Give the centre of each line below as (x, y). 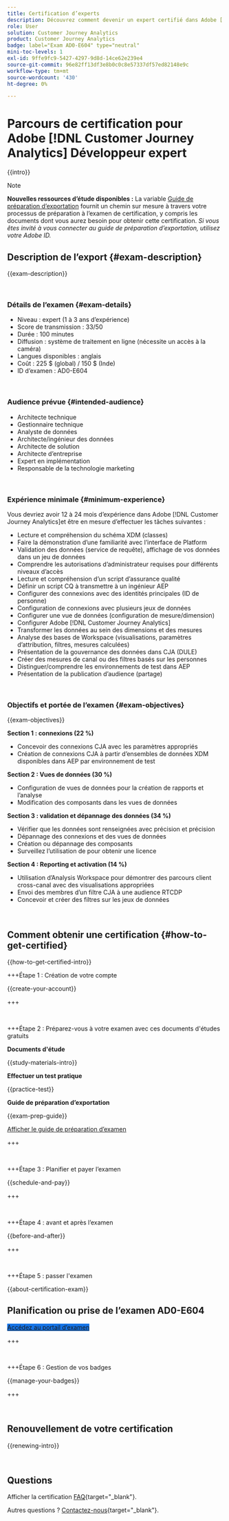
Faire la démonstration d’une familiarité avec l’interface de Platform (112, 542)
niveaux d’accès (40, 571)
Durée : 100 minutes (45, 334)
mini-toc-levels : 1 (35, 52)
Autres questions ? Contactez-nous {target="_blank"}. (83, 1510)
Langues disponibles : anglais (59, 356)
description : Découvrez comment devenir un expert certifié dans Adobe (112, 20)
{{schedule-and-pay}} (39, 1183)
